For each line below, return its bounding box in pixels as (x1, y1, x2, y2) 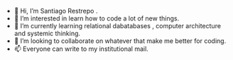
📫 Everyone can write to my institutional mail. (13, 44, 149, 53)
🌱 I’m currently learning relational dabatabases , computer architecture (13, 22, 222, 30)
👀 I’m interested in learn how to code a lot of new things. (13, 14, 180, 23)
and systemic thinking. (13, 29, 80, 37)
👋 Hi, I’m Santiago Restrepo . (13, 7, 98, 15)
